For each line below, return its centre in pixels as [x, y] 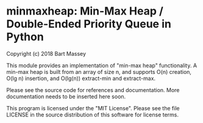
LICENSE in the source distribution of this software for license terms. [92, 115]
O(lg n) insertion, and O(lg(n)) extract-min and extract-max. [81, 78]
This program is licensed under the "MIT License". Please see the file [93, 108]
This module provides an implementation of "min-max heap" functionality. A [101, 65]
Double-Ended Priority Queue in [89, 24]
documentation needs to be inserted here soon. [66, 96]
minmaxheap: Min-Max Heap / [85, 11]
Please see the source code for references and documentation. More [93, 90]
